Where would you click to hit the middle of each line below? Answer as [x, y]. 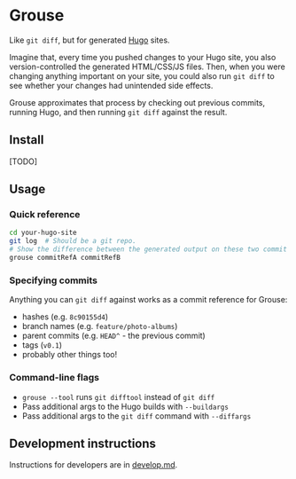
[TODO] [23, 161]
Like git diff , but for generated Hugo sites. [90, 40]
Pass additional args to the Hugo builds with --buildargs [125, 406]
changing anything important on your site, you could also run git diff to [142, 75]
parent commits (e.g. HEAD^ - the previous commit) [113, 336]
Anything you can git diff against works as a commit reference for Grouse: [148, 300]
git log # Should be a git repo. [73, 241]
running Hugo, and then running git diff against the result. [118, 112]
